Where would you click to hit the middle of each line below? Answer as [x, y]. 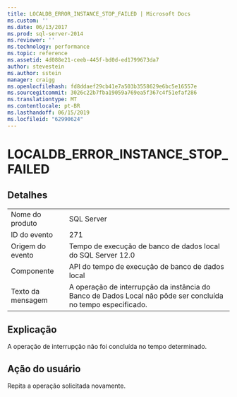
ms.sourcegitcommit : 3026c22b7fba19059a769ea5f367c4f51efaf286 [102, 93]
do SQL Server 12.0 [102, 255]
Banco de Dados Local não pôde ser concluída [146, 296]
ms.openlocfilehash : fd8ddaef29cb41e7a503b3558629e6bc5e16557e [102, 86]
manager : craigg [31, 80]
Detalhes [28, 195]
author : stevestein [36, 67]
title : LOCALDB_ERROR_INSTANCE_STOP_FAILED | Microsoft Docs [99, 14]
